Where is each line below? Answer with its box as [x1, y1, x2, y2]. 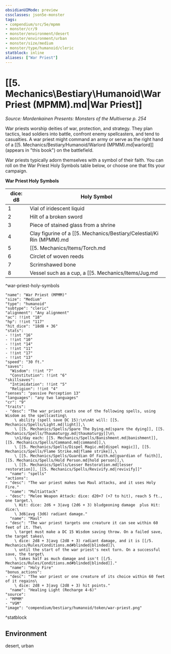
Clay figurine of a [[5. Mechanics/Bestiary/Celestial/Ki [30, 230, 159, 237]
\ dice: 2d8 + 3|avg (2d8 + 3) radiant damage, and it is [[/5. [14, 539, 154, 544]
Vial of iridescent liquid [30, 205, 85, 212]
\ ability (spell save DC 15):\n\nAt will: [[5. [14, 417, 120, 423]
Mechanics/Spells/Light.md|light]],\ [5, 422, 85, 427]
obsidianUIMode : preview [5, 7, 58, 13]
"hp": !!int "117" [5, 319, 44, 324]
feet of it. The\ [5, 525, 42, 530]
